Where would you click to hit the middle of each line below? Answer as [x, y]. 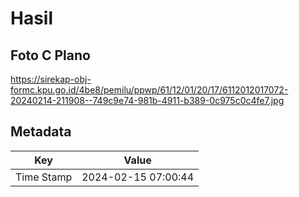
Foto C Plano [50, 55]
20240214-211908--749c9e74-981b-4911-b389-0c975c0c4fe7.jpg [147, 100]
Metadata [41, 132]
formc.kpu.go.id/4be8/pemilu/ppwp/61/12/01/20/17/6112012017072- [149, 90]
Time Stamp [44, 177]
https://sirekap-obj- [51, 79]
